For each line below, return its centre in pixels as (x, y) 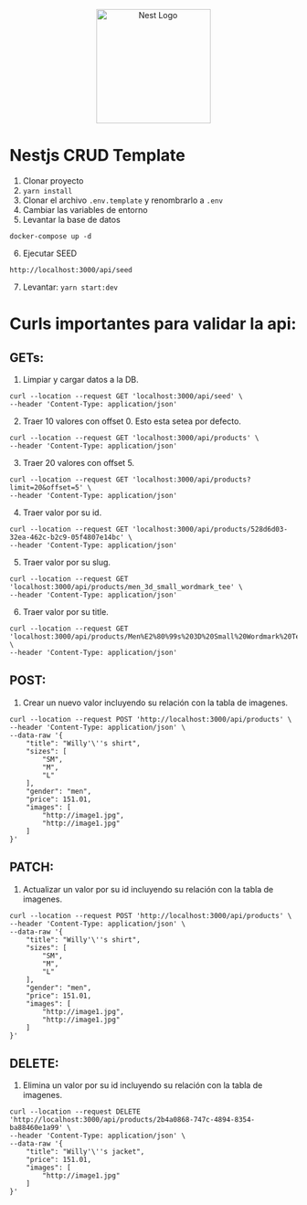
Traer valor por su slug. (67, 562)
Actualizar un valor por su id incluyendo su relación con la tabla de (148, 889)
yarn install (48, 191)
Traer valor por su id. (62, 513)
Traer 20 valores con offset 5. (79, 462)
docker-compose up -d (51, 236)
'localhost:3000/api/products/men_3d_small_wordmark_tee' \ (127, 587)
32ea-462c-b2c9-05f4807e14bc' (67, 537)
